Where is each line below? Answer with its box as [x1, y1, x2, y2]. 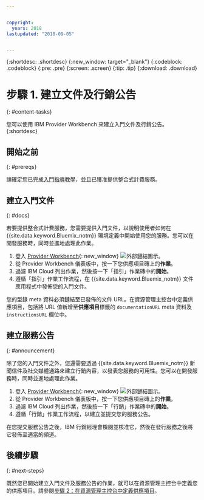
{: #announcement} [6, 347, 55, 354]
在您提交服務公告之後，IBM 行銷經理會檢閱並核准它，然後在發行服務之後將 [6, 423, 193, 430]
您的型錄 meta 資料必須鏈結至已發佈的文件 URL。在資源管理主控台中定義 [6, 295, 188, 303]
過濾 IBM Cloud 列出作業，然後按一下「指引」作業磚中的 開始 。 [15, 267, 172, 275]
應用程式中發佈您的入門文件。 [15, 283, 90, 290]
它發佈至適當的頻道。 [6, 431, 59, 438]
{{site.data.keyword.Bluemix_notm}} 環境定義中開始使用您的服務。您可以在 [6, 231, 194, 239]
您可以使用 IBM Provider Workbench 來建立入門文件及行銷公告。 [6, 121, 168, 128]
